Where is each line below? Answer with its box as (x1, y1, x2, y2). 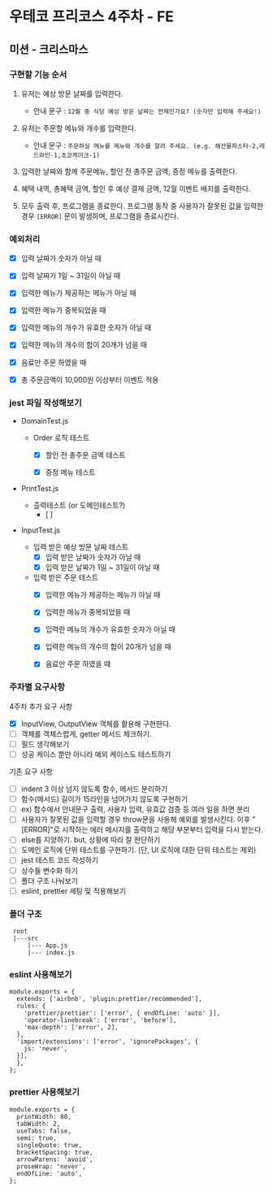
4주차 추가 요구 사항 (9, 701, 72, 711)
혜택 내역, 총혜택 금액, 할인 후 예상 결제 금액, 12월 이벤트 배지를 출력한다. (20, 184, 251, 194)
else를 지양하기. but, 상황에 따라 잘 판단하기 (20, 835, 161, 845)
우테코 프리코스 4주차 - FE (9, 7, 174, 26)
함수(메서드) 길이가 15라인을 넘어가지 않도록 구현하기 (20, 794, 188, 804)
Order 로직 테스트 (32, 433, 90, 442)
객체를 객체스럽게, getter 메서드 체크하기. (20, 729, 153, 738)
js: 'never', (24, 1045, 68, 1053)
